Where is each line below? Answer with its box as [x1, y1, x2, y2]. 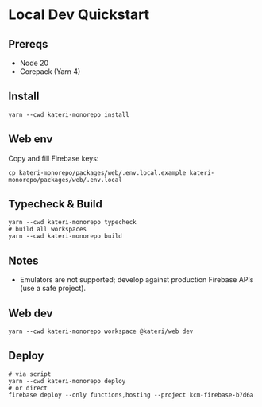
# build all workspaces [8, 225, 87, 234]
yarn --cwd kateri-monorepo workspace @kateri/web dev [8, 328, 194, 335]
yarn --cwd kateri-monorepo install [8, 110, 129, 118]
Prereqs [8, 37, 48, 51]
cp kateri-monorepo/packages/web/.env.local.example [8, 169, 187, 176]
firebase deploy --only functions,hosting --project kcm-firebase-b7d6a [8, 391, 254, 399]
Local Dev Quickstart [8, 6, 150, 24]
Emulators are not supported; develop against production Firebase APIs [19, 275, 254, 285]
